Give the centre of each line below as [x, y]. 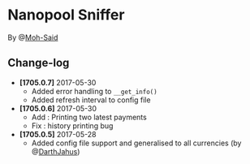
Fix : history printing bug [72, 125]
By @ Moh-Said [33, 37]
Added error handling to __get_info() [94, 91]
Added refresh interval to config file [91, 100]
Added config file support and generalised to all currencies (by [136, 143]
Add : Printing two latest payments [89, 117]
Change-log [39, 63]
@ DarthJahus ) [56, 151]
